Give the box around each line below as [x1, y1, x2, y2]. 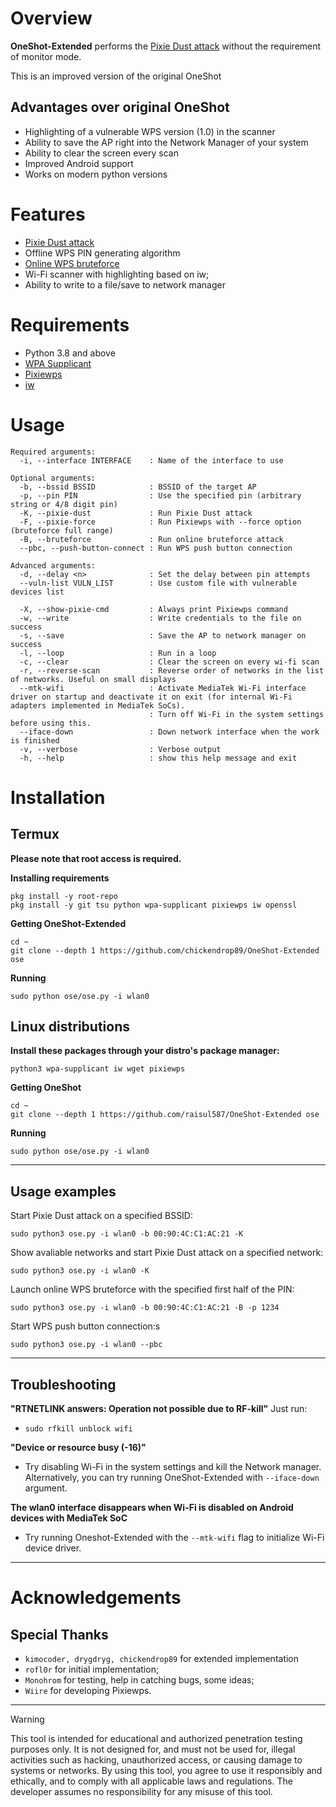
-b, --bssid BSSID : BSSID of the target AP [19, 482, 257, 492]
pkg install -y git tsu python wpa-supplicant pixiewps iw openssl [10, 900, 298, 910]
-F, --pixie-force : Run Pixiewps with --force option [19, 517, 302, 527]
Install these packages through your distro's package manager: [10, 1045, 280, 1057]
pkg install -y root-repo [10, 891, 118, 901]
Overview [10, 7, 93, 30]
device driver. [24, 1542, 82, 1554]
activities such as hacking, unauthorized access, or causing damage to [10, 1754, 303, 1766]
